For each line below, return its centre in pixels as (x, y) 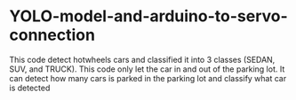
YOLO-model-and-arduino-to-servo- (149, 16)
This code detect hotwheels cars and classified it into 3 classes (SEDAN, (142, 59)
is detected (30, 88)
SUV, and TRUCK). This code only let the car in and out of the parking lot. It (147, 69)
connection (52, 35)
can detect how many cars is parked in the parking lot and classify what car (148, 78)
